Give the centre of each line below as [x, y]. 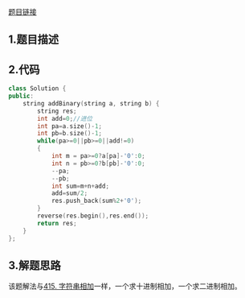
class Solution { [37, 89]
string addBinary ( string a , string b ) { [91, 103]
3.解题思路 [35, 265]
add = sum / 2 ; [69, 193]
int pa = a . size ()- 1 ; [70, 126]
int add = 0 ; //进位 [65, 118]
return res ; [57, 223]
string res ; [57, 111]
